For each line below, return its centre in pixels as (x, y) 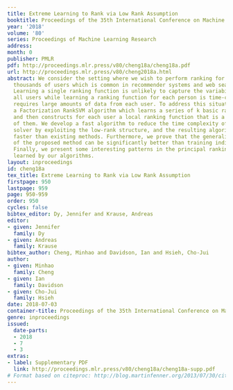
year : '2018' (26, 26)
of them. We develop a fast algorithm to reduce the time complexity (116, 123)
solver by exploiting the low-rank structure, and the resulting (110, 130)
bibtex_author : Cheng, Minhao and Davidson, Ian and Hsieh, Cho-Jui (108, 253)
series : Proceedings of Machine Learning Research (82, 40)
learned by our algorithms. (54, 156)
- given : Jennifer (34, 227)
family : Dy (29, 234)
